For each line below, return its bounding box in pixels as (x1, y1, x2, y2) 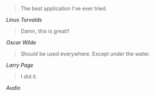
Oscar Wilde (6, 39, 37, 46)
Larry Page (6, 61, 34, 68)
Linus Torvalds (6, 16, 43, 23)
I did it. (20, 73, 37, 80)
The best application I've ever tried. (20, 5, 108, 12)
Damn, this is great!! (20, 28, 70, 35)
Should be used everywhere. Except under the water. (20, 50, 151, 57)
